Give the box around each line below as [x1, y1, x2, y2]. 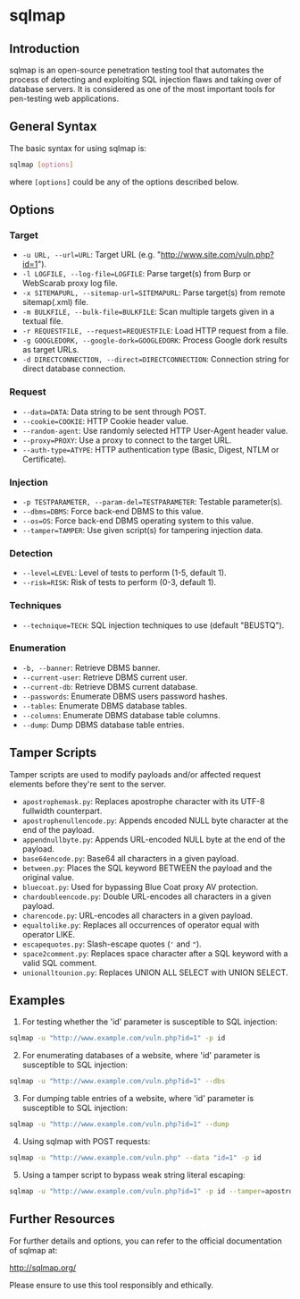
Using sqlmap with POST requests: [21, 1136, 151, 1147]
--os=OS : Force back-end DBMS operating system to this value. [21, 515, 254, 526]
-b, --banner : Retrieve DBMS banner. [21, 662, 161, 673]
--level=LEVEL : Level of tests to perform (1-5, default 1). [21, 567, 227, 578]
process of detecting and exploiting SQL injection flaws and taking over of [9, 74, 282, 85]
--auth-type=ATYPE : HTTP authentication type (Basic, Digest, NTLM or [21, 444, 279, 454]
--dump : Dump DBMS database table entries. [21, 719, 185, 730]
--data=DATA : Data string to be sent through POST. [21, 406, 207, 417]
